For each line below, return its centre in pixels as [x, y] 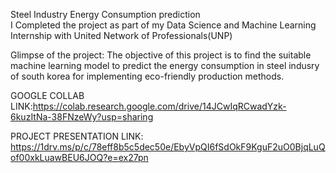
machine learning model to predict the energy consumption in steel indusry [165, 65]
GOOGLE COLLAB [47, 95]
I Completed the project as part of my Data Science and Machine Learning [163, 25]
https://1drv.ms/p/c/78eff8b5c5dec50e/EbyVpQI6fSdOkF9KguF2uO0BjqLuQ [168, 147]
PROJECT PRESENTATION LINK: [77, 136]
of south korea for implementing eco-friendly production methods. [147, 76]
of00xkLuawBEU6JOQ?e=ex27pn [79, 157]
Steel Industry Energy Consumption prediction [105, 14]
